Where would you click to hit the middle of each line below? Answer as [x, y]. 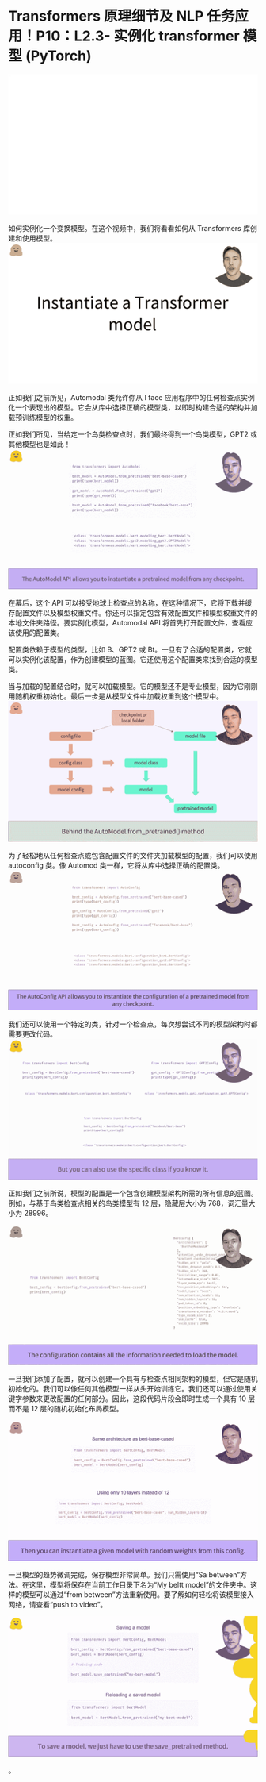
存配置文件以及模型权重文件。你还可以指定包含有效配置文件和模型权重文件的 [133, 613]
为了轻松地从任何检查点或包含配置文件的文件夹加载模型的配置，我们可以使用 [133, 855]
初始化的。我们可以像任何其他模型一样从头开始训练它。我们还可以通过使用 [129, 1389]
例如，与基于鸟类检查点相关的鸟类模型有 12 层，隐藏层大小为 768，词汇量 [129, 1203]
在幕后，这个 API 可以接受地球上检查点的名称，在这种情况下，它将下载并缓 [130, 603]
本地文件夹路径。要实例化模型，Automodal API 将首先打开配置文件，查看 [127, 623]
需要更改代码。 [32, 1034]
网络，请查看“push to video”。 [58, 1604]
